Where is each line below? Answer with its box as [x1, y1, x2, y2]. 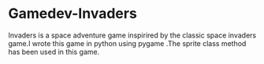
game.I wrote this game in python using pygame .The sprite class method [8, 38, 247, 48]
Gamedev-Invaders [8, 5, 138, 23]
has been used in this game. [8, 47, 100, 56]
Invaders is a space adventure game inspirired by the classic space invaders [8, 30, 257, 40]
